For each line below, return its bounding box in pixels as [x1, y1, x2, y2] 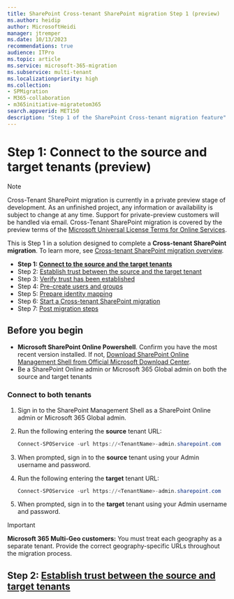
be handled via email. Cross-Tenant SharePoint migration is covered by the [7, 218, 222, 226]
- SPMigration [7, 88, 49, 95]
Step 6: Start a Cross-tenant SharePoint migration [17, 297, 161, 305]
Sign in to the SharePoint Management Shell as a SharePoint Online [17, 406, 211, 414]
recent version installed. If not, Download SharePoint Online [17, 350, 189, 359]
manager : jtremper [7, 29, 61, 37]
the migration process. [7, 549, 72, 558]
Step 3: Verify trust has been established [17, 274, 135, 283]
